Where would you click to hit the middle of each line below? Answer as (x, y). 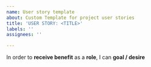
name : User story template (40, 12)
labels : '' (20, 29)
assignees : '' (24, 35)
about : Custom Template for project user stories (71, 18)
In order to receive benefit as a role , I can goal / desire (75, 57)
